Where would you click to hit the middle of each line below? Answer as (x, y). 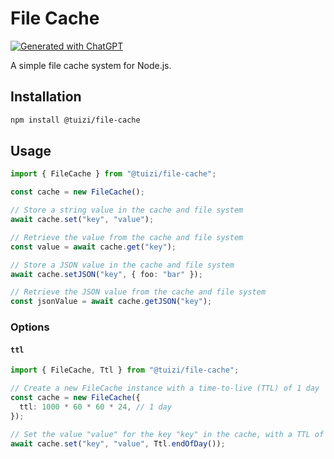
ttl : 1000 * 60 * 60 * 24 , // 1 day (95, 407)
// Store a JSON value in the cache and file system (122, 265)
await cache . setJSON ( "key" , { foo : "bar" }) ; (106, 274)
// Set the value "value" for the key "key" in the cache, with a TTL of (167, 434)
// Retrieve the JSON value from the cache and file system (138, 292)
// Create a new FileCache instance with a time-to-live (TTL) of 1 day (165, 388)
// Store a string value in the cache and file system (127, 210)
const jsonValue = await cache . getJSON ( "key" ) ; (111, 302)
